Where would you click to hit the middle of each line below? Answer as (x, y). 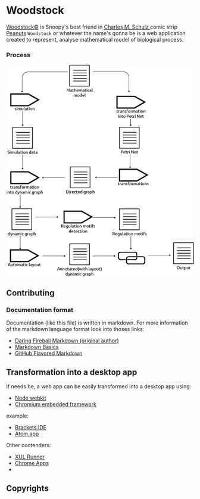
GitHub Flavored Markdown (49, 353)
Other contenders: (29, 445)
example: (17, 416)
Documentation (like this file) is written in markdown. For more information (97, 323)
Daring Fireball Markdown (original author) (67, 341)
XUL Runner (29, 457)
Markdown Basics (37, 347)
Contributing (30, 293)
